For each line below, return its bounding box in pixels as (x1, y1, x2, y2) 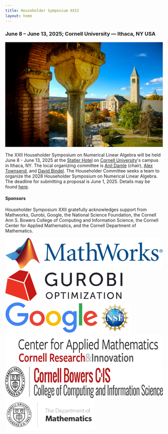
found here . (5, 184, 29, 190)
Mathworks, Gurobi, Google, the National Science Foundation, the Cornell (5, 211, 156, 217)
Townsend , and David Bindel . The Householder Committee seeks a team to (5, 168, 160, 174)
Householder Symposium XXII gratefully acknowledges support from (5, 206, 147, 212)
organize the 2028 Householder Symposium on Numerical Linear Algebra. (5, 173, 158, 179)
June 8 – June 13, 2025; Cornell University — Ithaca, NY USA (5, 30, 156, 37)
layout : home (5, 13, 32, 18)
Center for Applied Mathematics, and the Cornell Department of (5, 222, 136, 228)
